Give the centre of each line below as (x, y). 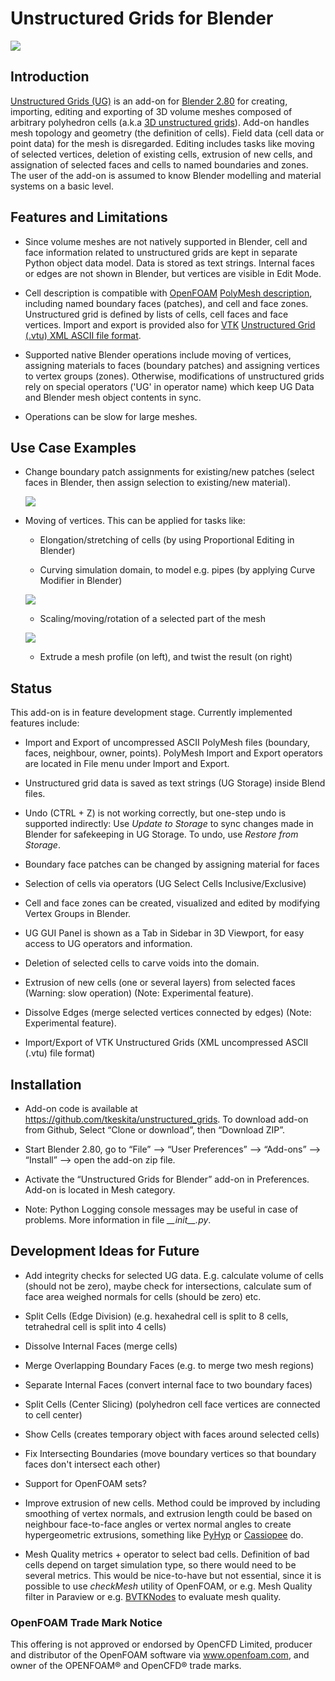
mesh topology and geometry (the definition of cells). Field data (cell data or (167, 133)
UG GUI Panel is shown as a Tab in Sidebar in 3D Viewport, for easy (164, 933)
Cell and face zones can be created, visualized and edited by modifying (172, 903)
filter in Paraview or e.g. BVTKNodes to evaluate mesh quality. (153, 1596)
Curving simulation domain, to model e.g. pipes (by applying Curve (177, 570)
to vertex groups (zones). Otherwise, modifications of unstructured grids (174, 376)
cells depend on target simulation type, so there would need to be (160, 1564)
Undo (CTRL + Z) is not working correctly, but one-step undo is (155, 813)
